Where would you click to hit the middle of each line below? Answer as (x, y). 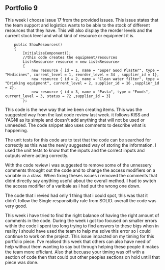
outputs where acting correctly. (37, 155)
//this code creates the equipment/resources (70, 57)
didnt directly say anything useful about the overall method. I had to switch (81, 181)
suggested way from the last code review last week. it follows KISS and (77, 114)
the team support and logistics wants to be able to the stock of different (78, 25)
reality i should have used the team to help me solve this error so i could (78, 231)
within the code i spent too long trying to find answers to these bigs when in (82, 226)
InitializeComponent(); (47, 53)
